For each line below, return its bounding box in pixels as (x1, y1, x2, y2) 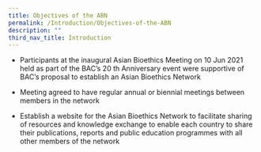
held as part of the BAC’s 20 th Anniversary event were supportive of (19, 64, 244, 74)
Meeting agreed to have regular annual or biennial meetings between (19, 88, 245, 97)
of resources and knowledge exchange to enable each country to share (19, 120, 253, 129)
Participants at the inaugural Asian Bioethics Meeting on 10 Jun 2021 (19, 55, 244, 65)
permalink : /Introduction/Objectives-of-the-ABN (8, 19, 172, 27)
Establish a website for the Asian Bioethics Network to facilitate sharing (19, 112, 252, 121)
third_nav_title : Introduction (8, 33, 112, 42)
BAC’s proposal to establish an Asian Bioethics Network (19, 72, 202, 82)
